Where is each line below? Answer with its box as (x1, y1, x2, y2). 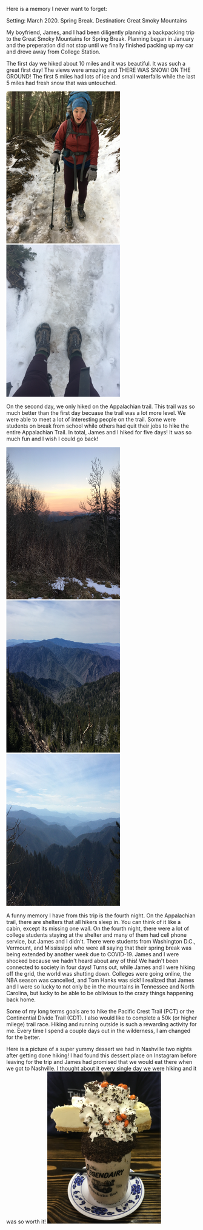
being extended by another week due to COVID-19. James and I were (6, 951, 179, 957)
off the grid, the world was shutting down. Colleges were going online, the (6, 970, 191, 977)
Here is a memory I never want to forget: (6, 5, 107, 12)
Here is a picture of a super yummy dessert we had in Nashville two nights (6, 1046, 192, 1052)
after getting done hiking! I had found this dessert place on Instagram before (6, 1052, 197, 1059)
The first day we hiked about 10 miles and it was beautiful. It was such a (6, 60, 186, 67)
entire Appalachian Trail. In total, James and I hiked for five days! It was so (6, 429, 192, 436)
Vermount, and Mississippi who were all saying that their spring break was (6, 944, 192, 951)
